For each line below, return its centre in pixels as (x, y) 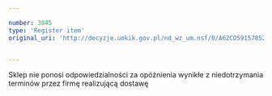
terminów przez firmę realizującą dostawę (79, 83)
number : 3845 (30, 23)
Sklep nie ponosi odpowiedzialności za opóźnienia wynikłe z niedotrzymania (136, 75)
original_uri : (32, 38)
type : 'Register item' (47, 30)
